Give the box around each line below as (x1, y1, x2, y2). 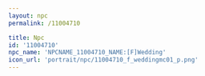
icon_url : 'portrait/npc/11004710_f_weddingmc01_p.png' (8, 56, 199, 64)
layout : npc (8, 11, 48, 20)
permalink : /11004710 (8, 19, 81, 27)
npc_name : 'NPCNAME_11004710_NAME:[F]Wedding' (8, 49, 167, 57)
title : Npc (8, 34, 45, 42)
